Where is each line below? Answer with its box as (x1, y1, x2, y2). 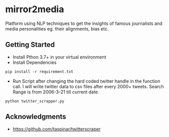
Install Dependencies (12, 59, 57, 65)
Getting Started (5, 41, 55, 49)
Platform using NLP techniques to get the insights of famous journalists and (5, 20, 163, 26)
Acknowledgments (5, 113, 67, 121)
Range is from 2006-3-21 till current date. (12, 89, 100, 95)
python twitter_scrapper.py (5, 98, 65, 104)
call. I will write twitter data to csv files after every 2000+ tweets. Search (12, 83, 164, 89)
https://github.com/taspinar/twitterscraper (12, 126, 101, 132)
